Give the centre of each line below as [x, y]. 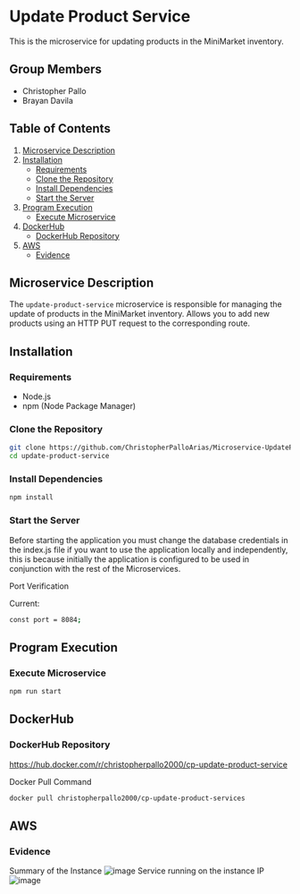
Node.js [37, 396]
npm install [31, 498]
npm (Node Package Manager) [79, 406]
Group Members [56, 69]
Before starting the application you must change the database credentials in [149, 540]
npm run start [36, 692]
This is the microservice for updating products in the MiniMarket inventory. [146, 41]
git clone [28, 448]
